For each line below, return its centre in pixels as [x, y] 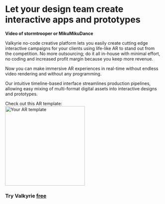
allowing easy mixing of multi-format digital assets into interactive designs [81, 88]
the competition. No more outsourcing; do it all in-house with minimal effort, [83, 54]
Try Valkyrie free [26, 196]
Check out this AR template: [34, 103]
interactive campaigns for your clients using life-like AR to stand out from [80, 48]
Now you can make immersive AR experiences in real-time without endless [82, 68]
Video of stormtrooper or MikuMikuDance [49, 33]
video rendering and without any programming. [53, 73]
